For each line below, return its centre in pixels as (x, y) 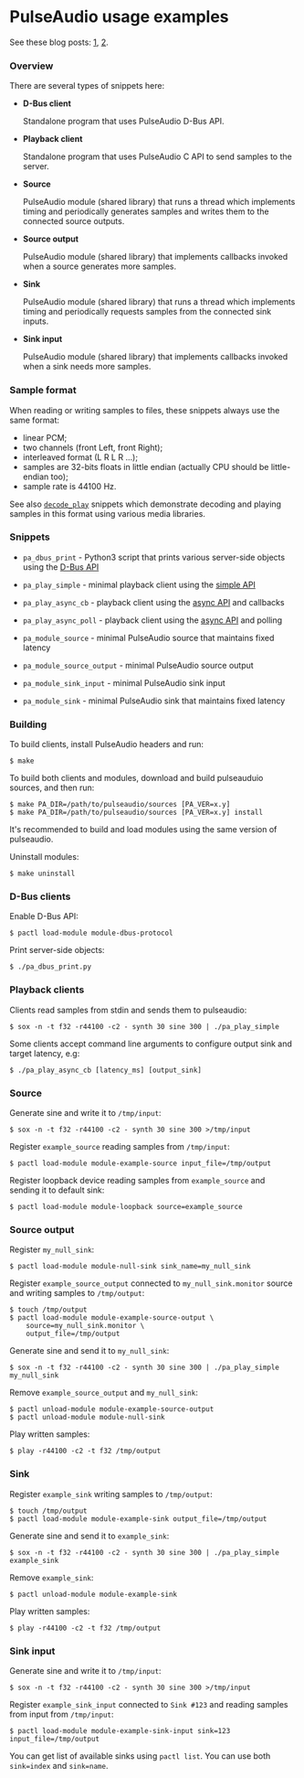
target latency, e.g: (45, 1053)
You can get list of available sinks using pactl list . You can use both (140, 1756)
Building (28, 724)
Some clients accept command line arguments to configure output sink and (151, 1044)
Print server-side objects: (57, 950)
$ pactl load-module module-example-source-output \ (112, 1318)
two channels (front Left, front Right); (93, 447)
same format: (35, 420)
